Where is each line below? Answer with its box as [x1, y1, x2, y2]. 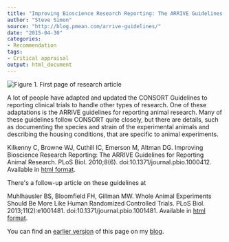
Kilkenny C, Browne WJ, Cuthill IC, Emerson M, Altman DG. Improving [7, 143, 204, 151]
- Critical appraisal [7, 55, 69, 62]
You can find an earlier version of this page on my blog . [7, 227, 164, 235]
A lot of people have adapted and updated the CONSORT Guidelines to [7, 93, 208, 102]
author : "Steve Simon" [7, 16, 72, 23]
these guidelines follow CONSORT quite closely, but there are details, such [7, 115, 219, 124]
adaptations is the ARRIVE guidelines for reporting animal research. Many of [7, 108, 222, 116]
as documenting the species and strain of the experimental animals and [7, 122, 210, 131]
